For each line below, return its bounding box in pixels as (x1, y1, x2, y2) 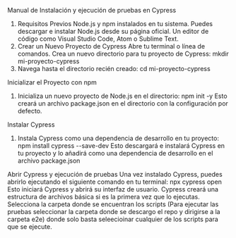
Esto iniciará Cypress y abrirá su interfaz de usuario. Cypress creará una (7, 185, 219, 193)
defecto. (17, 107, 42, 115)
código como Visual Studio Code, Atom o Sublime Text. (17, 35, 179, 43)
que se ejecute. (7, 223, 53, 231)
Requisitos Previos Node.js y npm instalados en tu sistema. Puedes (17, 20, 213, 27)
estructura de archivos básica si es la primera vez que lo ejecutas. (7, 193, 200, 201)
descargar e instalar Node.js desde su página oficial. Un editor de (17, 27, 209, 35)
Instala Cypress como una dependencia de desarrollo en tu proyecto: (17, 134, 219, 142)
